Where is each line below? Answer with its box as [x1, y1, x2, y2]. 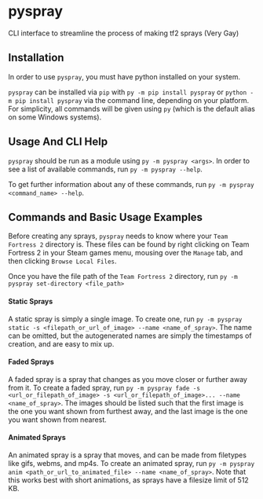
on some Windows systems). [8, 112, 102, 122]
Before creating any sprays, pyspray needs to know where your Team [8, 231, 228, 241]
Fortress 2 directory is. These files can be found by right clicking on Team [8, 240, 250, 249]
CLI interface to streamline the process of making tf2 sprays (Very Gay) [8, 28, 239, 38]
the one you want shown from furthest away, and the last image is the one [8, 406, 248, 416]
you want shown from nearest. [8, 415, 108, 424]
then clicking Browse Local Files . [8, 256, 117, 266]
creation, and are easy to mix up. [8, 339, 115, 348]
